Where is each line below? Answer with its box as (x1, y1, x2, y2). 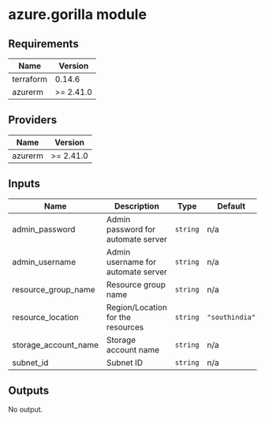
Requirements (8, 37, 79, 51)
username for (106, 256, 156, 267)
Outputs (8, 384, 50, 398)
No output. (8, 405, 43, 414)
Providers (8, 113, 58, 127)
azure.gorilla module (8, 6, 147, 24)
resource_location (12, 311, 79, 322)
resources (106, 322, 144, 333)
